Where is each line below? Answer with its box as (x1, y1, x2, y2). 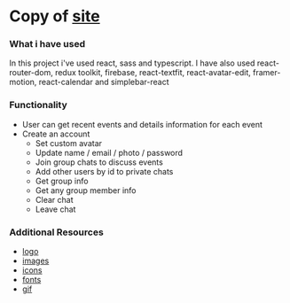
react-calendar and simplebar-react (38, 77, 169, 88)
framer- (252, 67, 281, 78)
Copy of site (9, 6, 100, 27)
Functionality (9, 99, 68, 112)
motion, (9, 77, 37, 88)
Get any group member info (35, 184, 137, 196)
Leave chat (35, 204, 76, 214)
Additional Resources (9, 226, 104, 238)
